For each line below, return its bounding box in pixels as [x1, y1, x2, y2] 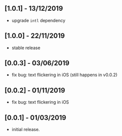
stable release [11, 45, 41, 51]
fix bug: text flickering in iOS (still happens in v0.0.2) [11, 72, 118, 78]
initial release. [11, 127, 40, 133]
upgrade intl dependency [11, 17, 66, 23]
